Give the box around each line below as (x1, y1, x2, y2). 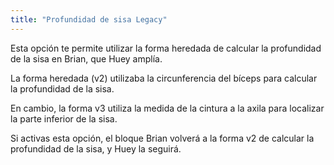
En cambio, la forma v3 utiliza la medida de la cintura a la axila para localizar (10, 102, 325, 114)
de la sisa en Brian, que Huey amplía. (10, 52, 163, 65)
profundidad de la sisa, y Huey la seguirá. (10, 142, 182, 155)
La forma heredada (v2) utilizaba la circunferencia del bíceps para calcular (10, 72, 318, 84)
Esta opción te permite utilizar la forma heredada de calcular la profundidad (10, 42, 322, 54)
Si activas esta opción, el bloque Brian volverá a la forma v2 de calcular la (10, 132, 315, 144)
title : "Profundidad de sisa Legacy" (10, 14, 168, 25)
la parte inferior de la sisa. (10, 112, 118, 125)
